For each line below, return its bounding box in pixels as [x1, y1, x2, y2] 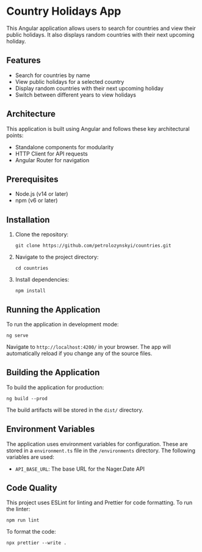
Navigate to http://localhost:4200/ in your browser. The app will [6, 343, 171, 350]
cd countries [15, 265, 49, 272]
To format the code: [6, 528, 56, 535]
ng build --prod [6, 395, 48, 401]
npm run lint [6, 517, 40, 524]
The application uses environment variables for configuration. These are [6, 440, 188, 447]
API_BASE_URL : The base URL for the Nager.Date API [15, 465, 145, 472]
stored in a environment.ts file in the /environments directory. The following [6, 447, 196, 454]
